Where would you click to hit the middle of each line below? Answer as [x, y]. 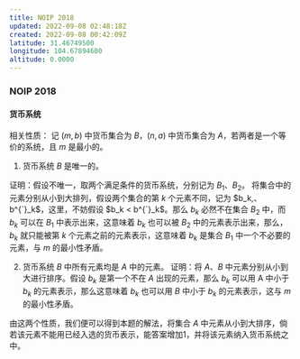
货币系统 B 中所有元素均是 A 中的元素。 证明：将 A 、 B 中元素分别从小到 [155, 267]
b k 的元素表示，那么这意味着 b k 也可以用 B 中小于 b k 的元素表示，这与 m [156, 292]
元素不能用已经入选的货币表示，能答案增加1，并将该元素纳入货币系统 [153, 334]
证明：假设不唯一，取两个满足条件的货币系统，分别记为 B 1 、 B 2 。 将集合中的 [150, 186]
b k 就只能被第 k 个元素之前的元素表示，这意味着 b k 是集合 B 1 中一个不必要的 [150, 236]
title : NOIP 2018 [42, 18]
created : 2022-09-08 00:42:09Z [68, 34]
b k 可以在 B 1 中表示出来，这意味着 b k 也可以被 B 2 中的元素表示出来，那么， [149, 223]
